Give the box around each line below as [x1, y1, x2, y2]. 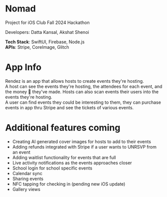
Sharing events [12, 176, 44, 182]
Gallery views [12, 186, 41, 192]
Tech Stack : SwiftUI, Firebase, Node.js [5, 38, 85, 45]
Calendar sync [12, 170, 42, 176]
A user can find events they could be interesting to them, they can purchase [5, 99, 161, 105]
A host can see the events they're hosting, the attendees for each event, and [5, 83, 163, 89]
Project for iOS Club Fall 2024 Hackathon [5, 19, 90, 25]
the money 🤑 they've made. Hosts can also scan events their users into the [5, 88, 159, 95]
